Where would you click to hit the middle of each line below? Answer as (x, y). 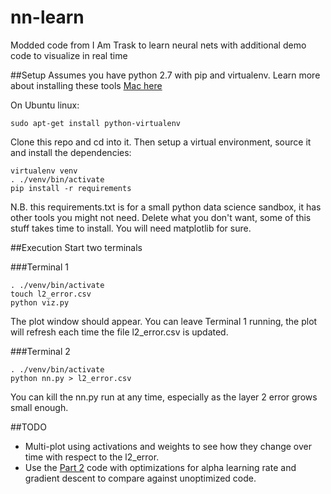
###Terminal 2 (40, 351)
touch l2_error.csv (51, 294)
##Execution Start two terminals (76, 247)
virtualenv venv (44, 171)
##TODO (28, 427)
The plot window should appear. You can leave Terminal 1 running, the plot (164, 321)
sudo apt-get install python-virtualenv (96, 123)
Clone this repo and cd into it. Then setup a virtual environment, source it (161, 142)
